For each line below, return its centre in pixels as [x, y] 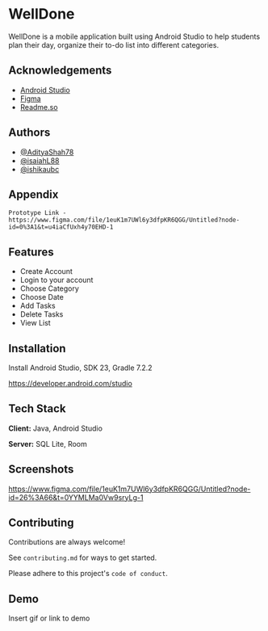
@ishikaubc [40, 169]
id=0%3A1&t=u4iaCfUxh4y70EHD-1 [61, 227]
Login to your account [57, 280]
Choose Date [42, 297]
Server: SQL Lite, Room [48, 444]
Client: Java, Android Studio [56, 428]
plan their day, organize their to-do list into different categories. [114, 44]
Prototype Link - [38, 213]
